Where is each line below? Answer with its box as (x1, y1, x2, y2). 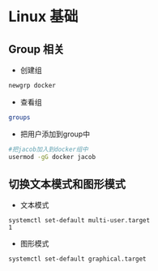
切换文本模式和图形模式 (8, 177, 126, 191)
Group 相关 (8, 42, 65, 56)
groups (8, 113, 31, 122)
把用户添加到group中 (19, 129, 91, 139)
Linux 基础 (8, 7, 79, 26)
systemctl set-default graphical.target (8, 255, 147, 264)
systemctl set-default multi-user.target (8, 217, 151, 225)
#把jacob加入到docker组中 (8, 145, 89, 153)
